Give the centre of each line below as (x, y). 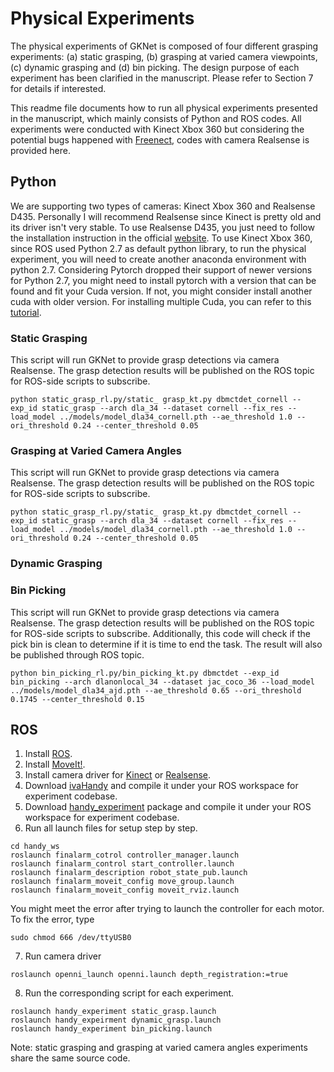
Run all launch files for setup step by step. (111, 828)
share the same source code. (70, 1058)
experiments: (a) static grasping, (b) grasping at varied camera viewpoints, (164, 56)
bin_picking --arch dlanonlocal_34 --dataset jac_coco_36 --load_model (162, 682)
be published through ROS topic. (77, 654)
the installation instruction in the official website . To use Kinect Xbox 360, (161, 238)
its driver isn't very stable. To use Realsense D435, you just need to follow (162, 227)
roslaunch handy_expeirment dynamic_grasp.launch (116, 1020)
